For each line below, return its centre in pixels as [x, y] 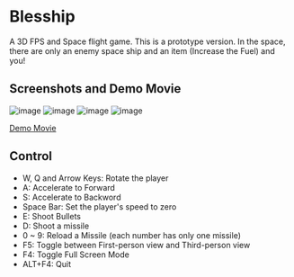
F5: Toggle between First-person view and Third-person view [136, 245]
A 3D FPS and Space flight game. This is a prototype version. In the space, [147, 41]
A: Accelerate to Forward [68, 187]
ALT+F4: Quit [47, 264]
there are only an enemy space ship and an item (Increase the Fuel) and [143, 50]
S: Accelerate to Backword [71, 197]
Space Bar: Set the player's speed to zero [99, 206]
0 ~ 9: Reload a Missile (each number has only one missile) [131, 235]
